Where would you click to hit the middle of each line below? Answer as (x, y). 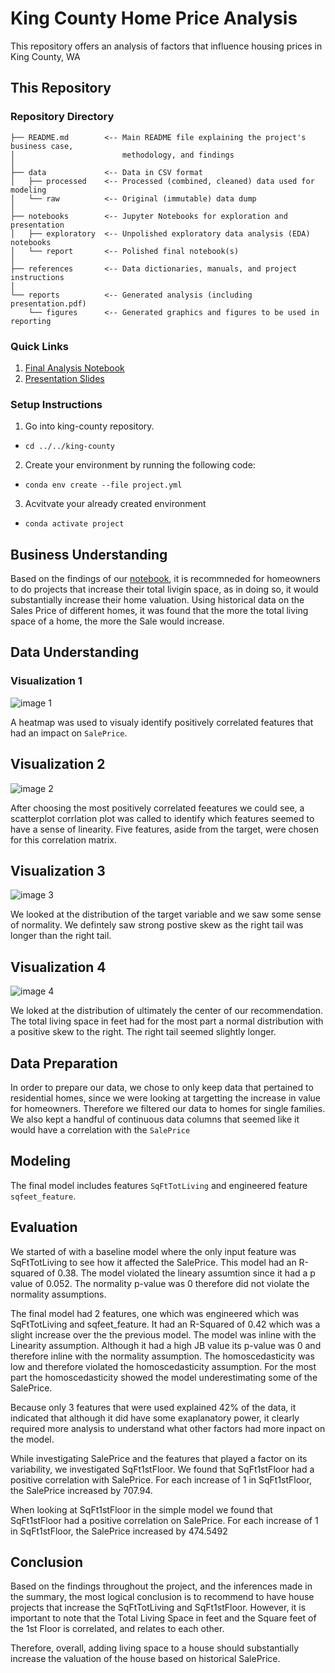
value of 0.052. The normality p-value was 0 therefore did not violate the (160, 1283)
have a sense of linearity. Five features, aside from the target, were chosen (164, 829)
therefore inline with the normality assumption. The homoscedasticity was (162, 1356)
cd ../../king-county (69, 447)
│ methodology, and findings (122, 155)
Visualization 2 (58, 764)
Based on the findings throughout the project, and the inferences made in (161, 1586)
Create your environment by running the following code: (140, 465)
